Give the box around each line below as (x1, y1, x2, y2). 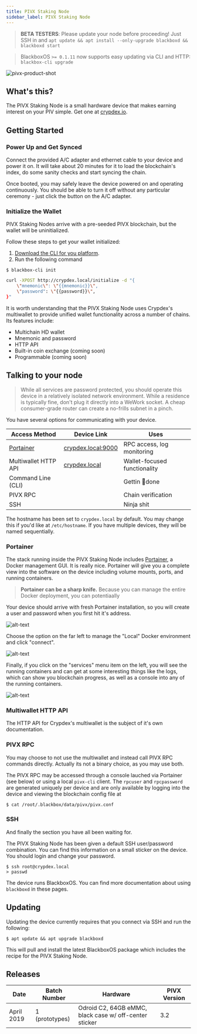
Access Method (11, 430, 56, 438)
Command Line (9, 474, 51, 482)
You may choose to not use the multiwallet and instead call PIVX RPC (6, 754, 173, 761)
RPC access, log (123, 440, 169, 448)
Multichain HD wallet (14, 328, 65, 335)
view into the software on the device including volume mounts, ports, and (6, 568, 184, 575)
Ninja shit (123, 500, 150, 508)
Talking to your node (6, 371, 83, 381)
